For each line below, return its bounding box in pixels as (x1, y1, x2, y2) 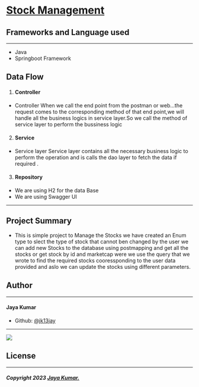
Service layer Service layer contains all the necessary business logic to (14, 147, 188, 154)
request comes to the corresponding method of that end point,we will (14, 108, 185, 115)
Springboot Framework (14, 55, 71, 62)
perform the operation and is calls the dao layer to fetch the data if (14, 154, 177, 161)
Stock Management (6, 4, 105, 17)
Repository (14, 173, 43, 181)
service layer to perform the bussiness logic (14, 120, 123, 128)
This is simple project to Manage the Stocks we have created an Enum (14, 231, 187, 239)
